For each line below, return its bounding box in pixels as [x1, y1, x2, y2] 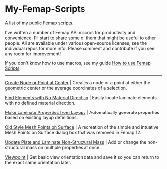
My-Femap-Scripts [5, 3, 85, 15]
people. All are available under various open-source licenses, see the [5, 40, 147, 46]
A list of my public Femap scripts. [5, 20, 74, 26]
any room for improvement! [5, 51, 61, 56]
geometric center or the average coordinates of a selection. [5, 85, 127, 91]
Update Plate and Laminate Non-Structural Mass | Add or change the [5, 139, 147, 145]
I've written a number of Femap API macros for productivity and [5, 29, 136, 35]
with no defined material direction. [5, 100, 76, 106]
